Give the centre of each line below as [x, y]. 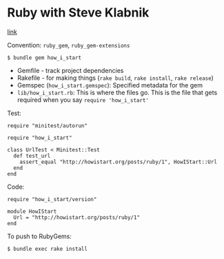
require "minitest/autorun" [48, 125]
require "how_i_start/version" [52, 199]
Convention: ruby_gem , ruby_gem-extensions [69, 45]
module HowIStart [32, 211]
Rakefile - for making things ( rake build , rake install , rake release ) [115, 78]
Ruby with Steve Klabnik [78, 13]
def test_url [32, 156]
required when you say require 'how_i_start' [83, 100]
